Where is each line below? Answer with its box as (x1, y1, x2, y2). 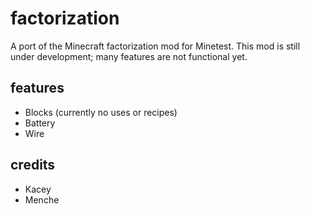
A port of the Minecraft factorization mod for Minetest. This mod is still (10, 40, 301, 52)
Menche (24, 193, 60, 206)
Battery (24, 117, 56, 129)
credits (10, 157, 56, 174)
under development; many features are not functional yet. (10, 50, 248, 62)
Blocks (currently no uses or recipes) (24, 106, 178, 118)
